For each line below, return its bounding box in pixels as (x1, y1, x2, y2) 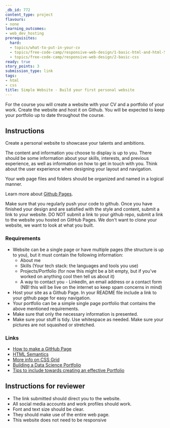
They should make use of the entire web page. (12, 411, 110, 417)
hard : (10, 40, 22, 46)
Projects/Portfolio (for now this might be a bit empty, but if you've (20, 268, 157, 274)
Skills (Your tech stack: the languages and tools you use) (20, 263, 139, 269)
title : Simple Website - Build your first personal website (5, 87, 135, 93)
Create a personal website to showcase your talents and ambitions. (5, 140, 145, 146)
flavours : (5, 17, 26, 22)
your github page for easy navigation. (12, 294, 91, 301)
